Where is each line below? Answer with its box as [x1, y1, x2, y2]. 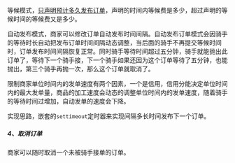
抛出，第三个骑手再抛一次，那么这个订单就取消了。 [7, 65, 155, 73]
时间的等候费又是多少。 [13, 15, 81, 23]
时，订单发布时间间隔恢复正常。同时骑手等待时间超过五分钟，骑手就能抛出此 [7, 48, 228, 55]
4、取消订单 [7, 129, 43, 138]
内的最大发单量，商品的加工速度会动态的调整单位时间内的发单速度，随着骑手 [7, 88, 228, 97]
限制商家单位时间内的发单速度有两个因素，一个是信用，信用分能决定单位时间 [7, 80, 228, 87]
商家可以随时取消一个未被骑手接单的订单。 [7, 148, 130, 156]
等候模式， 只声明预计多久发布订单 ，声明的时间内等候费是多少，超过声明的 [7, 6, 222, 14]
